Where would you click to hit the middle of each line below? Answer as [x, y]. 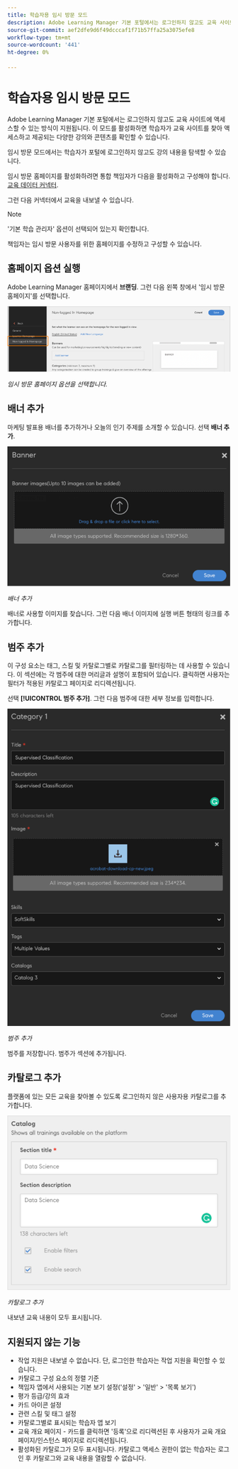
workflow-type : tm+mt [39, 38]
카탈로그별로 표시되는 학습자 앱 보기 [67, 1423]
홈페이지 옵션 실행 [44, 269]
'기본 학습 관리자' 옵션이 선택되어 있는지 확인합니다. [78, 229]
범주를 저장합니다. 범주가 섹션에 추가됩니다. [67, 1053]
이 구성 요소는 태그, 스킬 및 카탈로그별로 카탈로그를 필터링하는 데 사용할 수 [109, 666]
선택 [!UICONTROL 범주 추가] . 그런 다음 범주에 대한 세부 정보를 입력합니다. [111, 699]
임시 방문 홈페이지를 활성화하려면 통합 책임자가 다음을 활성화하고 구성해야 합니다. [119, 176]
